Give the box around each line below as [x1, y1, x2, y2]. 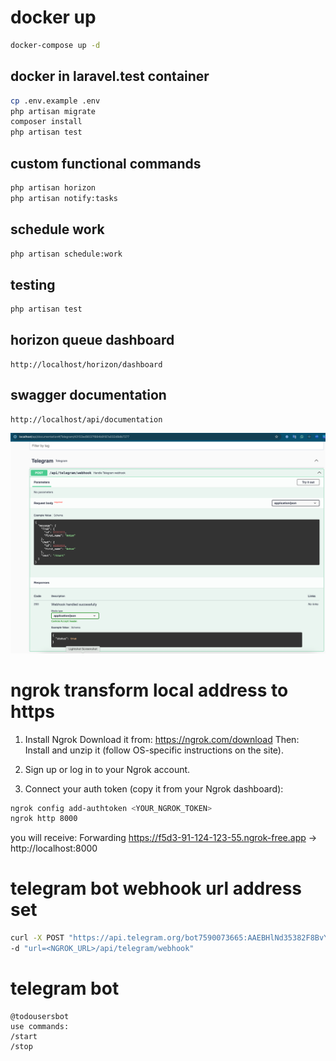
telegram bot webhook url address [10, 877, 302, 900]
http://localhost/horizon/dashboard [10, 359, 163, 370]
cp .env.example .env [10, 96, 101, 106]
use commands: [10, 1021, 70, 1031]
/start [10, 1031, 38, 1041]
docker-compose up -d [10, 40, 101, 50]
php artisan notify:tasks [10, 193, 118, 203]
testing [10, 276, 56, 293]
